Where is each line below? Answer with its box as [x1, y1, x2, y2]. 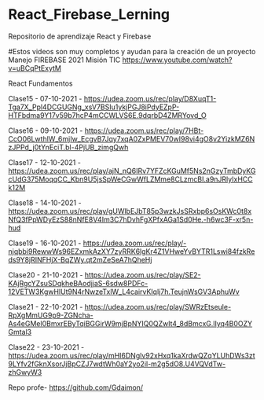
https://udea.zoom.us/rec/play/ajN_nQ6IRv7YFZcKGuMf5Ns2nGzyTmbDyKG [8, 166, 256, 175]
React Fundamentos [8, 79, 73, 88]
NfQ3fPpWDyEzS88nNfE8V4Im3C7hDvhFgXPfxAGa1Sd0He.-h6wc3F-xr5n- [8, 215, 254, 224]
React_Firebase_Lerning [8, 6, 170, 24]
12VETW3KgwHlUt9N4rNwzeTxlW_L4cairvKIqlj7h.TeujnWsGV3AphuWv [8, 287, 240, 296]
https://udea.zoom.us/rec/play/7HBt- [84, 126, 204, 135]
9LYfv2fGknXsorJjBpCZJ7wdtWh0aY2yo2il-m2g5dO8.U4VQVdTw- [8, 359, 226, 369]
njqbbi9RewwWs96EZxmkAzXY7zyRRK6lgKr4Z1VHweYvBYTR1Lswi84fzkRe [8, 246, 255, 256]
